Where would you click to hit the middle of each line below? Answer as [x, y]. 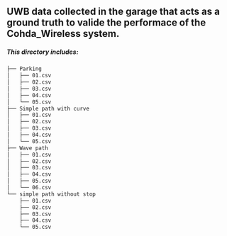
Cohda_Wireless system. [63, 34]
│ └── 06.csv [29, 188]
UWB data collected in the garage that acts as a [113, 12]
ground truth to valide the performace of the [106, 23]
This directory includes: [43, 52]
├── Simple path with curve [48, 108]
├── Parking [24, 69]
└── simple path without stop [51, 194]
